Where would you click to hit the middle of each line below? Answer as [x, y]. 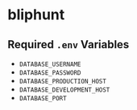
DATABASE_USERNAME [50, 64]
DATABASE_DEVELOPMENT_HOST [64, 90]
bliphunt [36, 15]
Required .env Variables [68, 45]
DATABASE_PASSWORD [50, 73]
